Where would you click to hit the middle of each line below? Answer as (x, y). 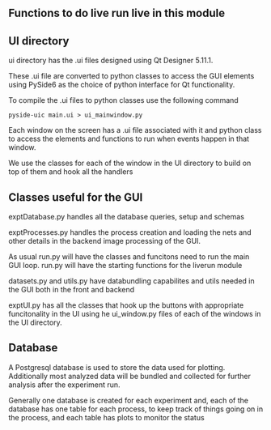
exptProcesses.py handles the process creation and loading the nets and (130, 232)
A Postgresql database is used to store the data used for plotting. (117, 367)
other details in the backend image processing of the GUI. (104, 241)
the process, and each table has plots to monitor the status (106, 417)
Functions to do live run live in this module (116, 13)
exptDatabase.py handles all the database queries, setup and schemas (127, 217)
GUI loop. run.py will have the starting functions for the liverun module (125, 266)
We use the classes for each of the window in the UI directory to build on (130, 163)
